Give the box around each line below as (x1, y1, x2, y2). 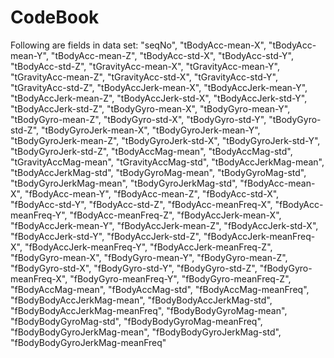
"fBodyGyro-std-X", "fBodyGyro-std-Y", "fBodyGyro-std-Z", (10, 262, 258, 274)
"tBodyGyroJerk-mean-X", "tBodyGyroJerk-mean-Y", (40, 124, 261, 136)
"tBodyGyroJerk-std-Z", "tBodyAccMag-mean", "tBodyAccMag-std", (10, 145, 293, 157)
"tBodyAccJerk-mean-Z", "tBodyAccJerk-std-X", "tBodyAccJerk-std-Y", (10, 92, 308, 104)
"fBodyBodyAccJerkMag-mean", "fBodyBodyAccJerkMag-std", (10, 294, 273, 306)
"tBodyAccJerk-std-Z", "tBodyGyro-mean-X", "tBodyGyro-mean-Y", (10, 102, 291, 115)
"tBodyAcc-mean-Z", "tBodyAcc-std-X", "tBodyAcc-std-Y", (50, 49, 294, 61)
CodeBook (10, 6, 100, 29)
